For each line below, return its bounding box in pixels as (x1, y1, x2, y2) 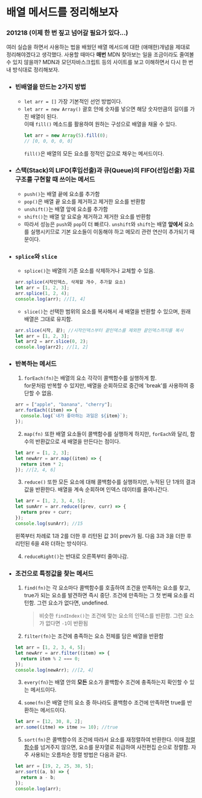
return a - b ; (21, 774, 56, 780)
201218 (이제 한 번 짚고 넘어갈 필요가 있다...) (6, 28, 128, 37)
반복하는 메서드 (14, 360, 57, 368)
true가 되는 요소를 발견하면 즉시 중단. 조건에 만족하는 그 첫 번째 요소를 (24, 592, 188, 599)
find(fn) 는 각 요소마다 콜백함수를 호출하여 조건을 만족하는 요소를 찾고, (24, 584, 191, 591)
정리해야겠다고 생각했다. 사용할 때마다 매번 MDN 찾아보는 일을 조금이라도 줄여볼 (6, 51, 194, 58)
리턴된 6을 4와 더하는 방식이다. (14, 539, 88, 547)
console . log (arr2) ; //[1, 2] (14, 344, 89, 351)
